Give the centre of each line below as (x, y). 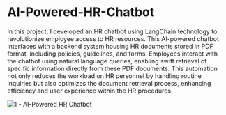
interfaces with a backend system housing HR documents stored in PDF (111, 46)
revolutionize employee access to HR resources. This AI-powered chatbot (113, 38)
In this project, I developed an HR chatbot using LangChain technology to (112, 31)
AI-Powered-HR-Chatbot (81, 12)
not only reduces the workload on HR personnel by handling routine (105, 76)
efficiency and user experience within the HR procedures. (90, 91)
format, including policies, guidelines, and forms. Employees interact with (113, 54)
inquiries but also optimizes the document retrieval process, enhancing (109, 83)
